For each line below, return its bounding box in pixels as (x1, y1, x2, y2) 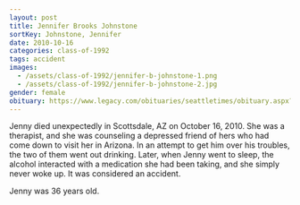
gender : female (9, 88, 66, 97)
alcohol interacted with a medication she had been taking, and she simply (9, 158, 279, 170)
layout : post (9, 13, 58, 22)
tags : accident (9, 55, 66, 64)
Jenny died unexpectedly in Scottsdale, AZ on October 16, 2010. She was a (9, 121, 286, 132)
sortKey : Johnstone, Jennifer (9, 30, 122, 38)
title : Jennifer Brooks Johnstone (9, 21, 138, 30)
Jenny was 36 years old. (9, 185, 100, 197)
